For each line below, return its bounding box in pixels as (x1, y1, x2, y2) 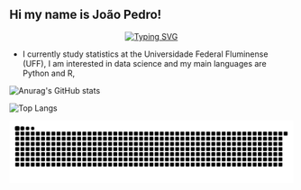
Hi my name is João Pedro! (9, 7, 162, 23)
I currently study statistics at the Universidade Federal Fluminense (22, 49, 269, 59)
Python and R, (22, 68, 75, 78)
